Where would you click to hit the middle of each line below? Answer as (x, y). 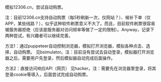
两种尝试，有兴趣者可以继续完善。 (39, 36)
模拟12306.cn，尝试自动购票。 (36, 7)
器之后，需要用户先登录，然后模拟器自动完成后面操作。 (60, 58)
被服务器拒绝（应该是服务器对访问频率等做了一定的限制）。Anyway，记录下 (80, 30)
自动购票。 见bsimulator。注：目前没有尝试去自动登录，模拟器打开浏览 (84, 52)
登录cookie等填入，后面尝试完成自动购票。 (48, 74)
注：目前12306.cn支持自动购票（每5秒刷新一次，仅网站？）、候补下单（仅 (78, 17)
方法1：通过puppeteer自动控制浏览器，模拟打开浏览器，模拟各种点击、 (75, 46)
